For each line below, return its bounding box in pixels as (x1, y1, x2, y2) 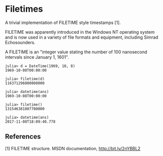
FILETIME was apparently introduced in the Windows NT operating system (5, 29, 155, 35)
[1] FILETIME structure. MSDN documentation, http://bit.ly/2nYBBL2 (5, 145, 141, 151)
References (5, 133, 41, 141)
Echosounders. (5, 39, 36, 45)
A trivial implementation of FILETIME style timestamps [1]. (5, 20, 121, 25)
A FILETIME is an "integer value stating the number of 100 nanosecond (5, 49, 147, 55)
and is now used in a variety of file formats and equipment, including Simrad (5, 34, 159, 40)
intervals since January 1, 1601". (5, 54, 69, 60)
